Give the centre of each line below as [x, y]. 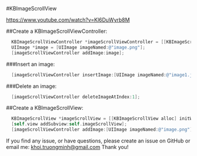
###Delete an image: [31, 86]
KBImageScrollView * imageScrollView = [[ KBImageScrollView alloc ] [94, 119]
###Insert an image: [30, 64]
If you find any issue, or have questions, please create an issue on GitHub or [98, 141]
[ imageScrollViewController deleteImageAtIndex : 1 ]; [76, 97]
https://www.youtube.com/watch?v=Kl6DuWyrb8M [68, 20]
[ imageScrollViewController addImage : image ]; [68, 53]
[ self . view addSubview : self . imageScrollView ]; [69, 124]
